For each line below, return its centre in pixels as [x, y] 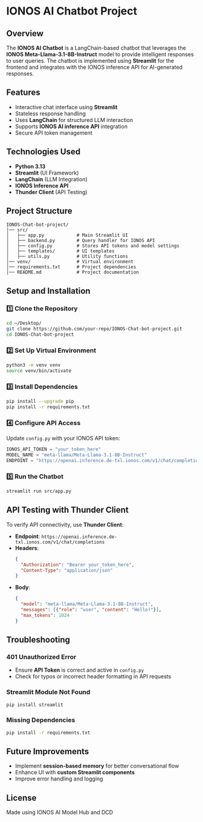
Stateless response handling [50, 114]
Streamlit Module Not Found [48, 692]
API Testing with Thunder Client [67, 510]
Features [23, 93]
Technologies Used [43, 152]
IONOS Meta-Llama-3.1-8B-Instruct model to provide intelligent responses [100, 54]
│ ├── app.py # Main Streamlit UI [67, 236]
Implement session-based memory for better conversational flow [97, 766]
